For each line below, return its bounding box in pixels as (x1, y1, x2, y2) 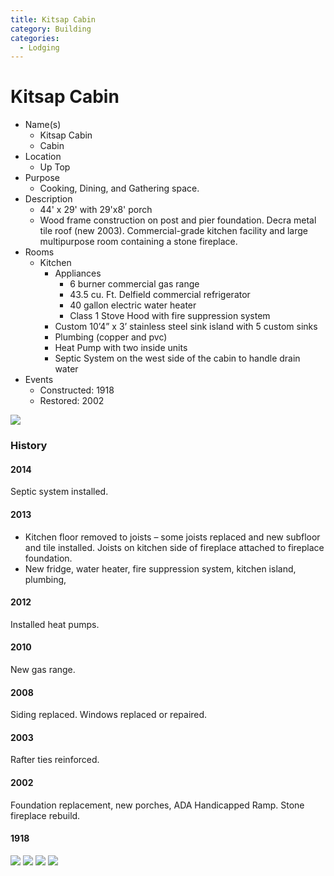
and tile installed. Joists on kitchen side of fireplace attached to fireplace (24, 541, 325, 553)
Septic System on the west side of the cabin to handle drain (54, 352, 301, 365)
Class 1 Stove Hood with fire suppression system (69, 310, 271, 322)
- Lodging (19, 42, 60, 53)
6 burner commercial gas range (69, 278, 200, 290)
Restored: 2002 (39, 395, 105, 407)
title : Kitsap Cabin (10, 14, 97, 25)
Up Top (39, 161, 71, 173)
